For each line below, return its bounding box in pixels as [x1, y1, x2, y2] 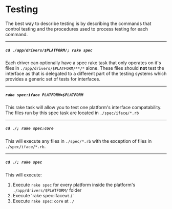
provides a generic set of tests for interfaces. [5, 75, 101, 82]
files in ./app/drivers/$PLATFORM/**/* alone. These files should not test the [5, 65, 165, 71]
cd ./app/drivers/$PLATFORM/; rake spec [5, 47, 93, 53]
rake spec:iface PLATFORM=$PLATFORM [5, 92, 83, 97]
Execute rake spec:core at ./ [12, 198, 75, 204]
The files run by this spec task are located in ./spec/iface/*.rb [5, 110, 139, 116]
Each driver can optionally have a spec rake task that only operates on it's [5, 60, 161, 66]
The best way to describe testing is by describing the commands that [5, 20, 152, 27]
